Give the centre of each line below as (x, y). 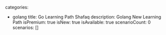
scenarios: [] (25, 27)
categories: (17, 7)
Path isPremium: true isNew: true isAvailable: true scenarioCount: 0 (81, 22)
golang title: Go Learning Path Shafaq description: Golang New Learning (87, 17)
